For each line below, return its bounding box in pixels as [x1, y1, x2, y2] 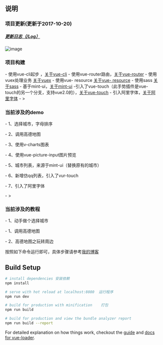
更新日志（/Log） [5, 33, 40, 39]
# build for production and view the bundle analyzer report [5, 316, 132, 321]
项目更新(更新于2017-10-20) [5, 20, 72, 27]
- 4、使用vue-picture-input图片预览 [5, 152, 76, 157]
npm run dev [5, 294, 29, 299]
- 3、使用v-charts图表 [5, 141, 50, 147]
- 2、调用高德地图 [5, 131, 41, 137]
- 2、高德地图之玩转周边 [5, 238, 54, 245]
